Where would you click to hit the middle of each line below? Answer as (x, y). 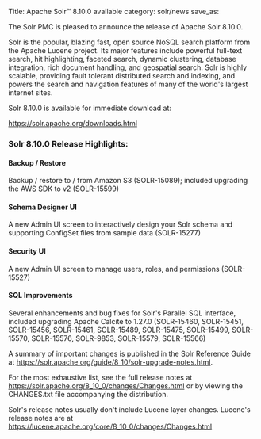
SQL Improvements (40, 296)
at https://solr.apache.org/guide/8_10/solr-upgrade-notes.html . (110, 362)
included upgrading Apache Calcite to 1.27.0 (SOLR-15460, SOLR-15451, (126, 321)
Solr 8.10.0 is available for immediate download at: (90, 108)
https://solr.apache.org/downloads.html (73, 123)
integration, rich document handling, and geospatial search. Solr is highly (128, 67)
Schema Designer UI (42, 207)
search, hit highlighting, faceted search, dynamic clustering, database (122, 59)
